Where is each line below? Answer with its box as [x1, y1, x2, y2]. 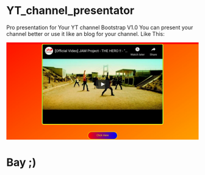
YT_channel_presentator [6, 4, 135, 18]
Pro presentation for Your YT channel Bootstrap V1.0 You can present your [6, 24, 193, 31]
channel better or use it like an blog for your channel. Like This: [6, 30, 165, 37]
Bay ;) [6, 156, 37, 169]
